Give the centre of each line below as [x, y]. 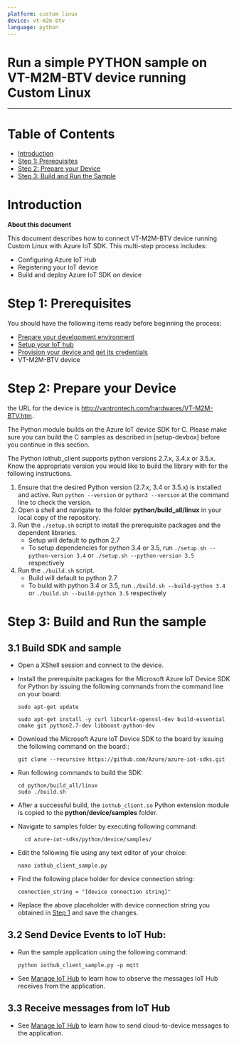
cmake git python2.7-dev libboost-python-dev [86, 726]
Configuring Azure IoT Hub [57, 260]
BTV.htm [20, 416]
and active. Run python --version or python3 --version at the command [123, 495]
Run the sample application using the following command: [102, 952]
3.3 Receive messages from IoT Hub [89, 1008]
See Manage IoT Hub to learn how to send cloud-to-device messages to [123, 1026]
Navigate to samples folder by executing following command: [107, 826]
